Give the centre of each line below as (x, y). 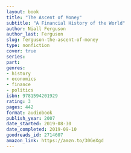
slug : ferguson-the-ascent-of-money (52, 40)
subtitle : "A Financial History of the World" (66, 23)
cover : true (21, 51)
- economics (21, 79)
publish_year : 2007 (31, 118)
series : (16, 57)
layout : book (23, 12)
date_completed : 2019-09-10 (42, 130)
